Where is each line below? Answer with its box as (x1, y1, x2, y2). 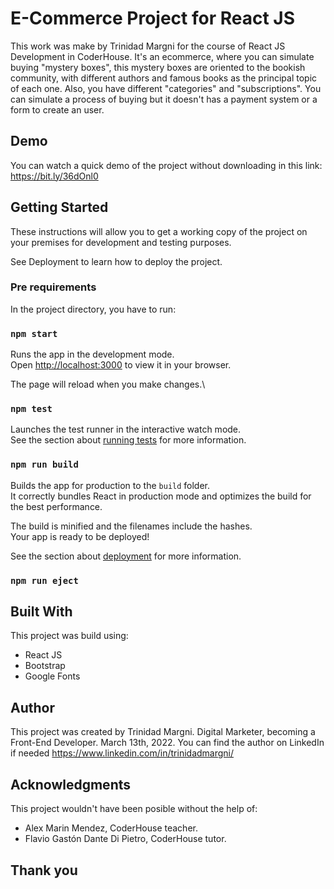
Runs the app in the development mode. (10, 348, 175, 361)
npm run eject (10, 575, 79, 586)
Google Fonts (24, 670, 81, 682)
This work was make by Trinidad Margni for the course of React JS (10, 40, 286, 52)
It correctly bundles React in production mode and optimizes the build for (10, 490, 312, 502)
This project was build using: (10, 630, 129, 642)
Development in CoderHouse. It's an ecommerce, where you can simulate (10, 50, 315, 62)
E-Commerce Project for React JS (10, 7, 295, 30)
